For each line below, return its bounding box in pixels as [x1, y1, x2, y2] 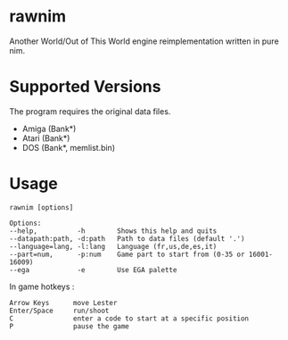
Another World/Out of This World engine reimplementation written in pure [9, 36, 279, 46]
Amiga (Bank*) [21, 123, 77, 134]
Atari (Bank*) [21, 132, 70, 144]
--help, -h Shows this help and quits [9, 226, 218, 236]
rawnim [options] [9, 203, 74, 211]
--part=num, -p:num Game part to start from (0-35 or [9, 250, 245, 259]
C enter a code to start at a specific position [9, 314, 250, 323]
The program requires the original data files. [9, 105, 171, 117]
